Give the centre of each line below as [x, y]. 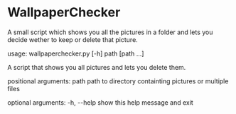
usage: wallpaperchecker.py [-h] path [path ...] [76, 53]
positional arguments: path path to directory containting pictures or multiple [118, 81]
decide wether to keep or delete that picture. [73, 39]
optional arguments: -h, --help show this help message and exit [100, 102]
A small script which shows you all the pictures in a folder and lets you [110, 32]
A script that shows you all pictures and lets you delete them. [97, 67]
